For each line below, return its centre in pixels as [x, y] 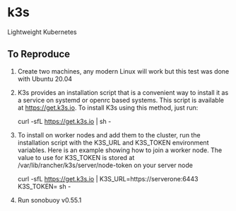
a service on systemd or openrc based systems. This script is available [121, 100]
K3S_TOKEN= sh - [44, 186]
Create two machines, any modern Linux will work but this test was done [123, 71]
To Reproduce [39, 54]
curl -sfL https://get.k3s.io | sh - [64, 121]
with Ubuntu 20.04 [45, 79]
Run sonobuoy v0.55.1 [49, 200]
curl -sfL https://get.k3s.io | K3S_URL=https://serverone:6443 [108, 178]
